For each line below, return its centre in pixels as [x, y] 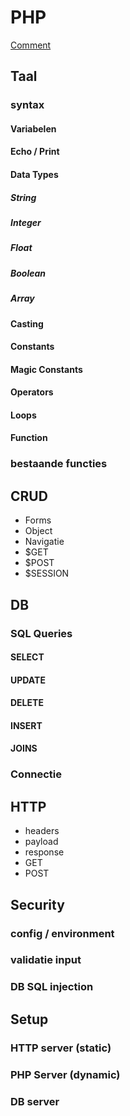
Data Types [34, 175]
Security [37, 904]
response [44, 852]
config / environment [62, 933]
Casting [27, 323]
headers [42, 831]
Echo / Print [35, 152]
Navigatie [44, 542]
